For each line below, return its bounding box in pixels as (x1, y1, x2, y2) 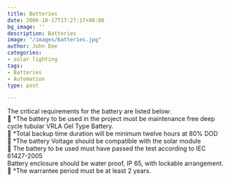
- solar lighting (7, 56, 58, 63)
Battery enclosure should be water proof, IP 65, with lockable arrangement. (7, 159, 224, 168)
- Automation (7, 75, 45, 83)
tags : (7, 62, 23, 69)
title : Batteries (7, 10, 58, 17)
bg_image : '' (7, 23, 45, 30)
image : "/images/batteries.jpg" (7, 36, 101, 43)
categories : (7, 50, 42, 57)
